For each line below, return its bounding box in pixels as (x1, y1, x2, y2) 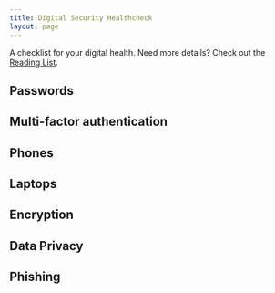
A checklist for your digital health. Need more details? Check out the (9, 47, 266, 58)
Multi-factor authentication (9, 114, 168, 130)
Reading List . (9, 57, 59, 68)
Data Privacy (9, 238, 84, 254)
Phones (9, 145, 54, 161)
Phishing (9, 269, 61, 285)
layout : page (9, 22, 59, 31)
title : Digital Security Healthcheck (9, 13, 153, 23)
